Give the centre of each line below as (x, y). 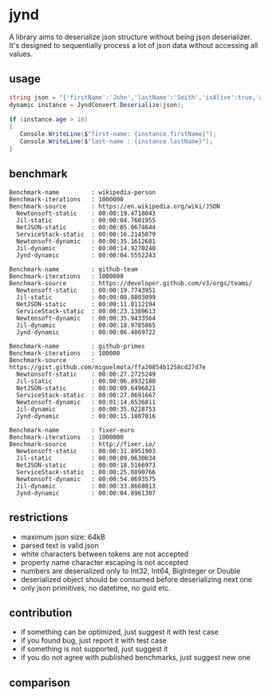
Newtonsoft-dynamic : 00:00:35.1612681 (86, 241)
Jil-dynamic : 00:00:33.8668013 (86, 486)
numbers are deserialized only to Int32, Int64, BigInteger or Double (131, 571)
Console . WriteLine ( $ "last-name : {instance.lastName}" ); (117, 141)
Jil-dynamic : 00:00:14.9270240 (86, 248)
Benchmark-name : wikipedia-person (83, 192)
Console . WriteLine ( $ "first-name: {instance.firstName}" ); (118, 134)
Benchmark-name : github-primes (77, 346)
